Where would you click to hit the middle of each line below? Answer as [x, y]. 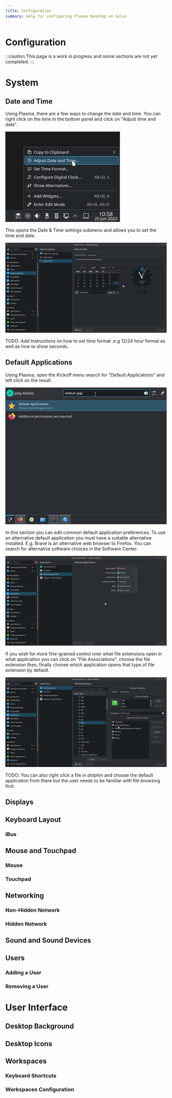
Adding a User [24, 972]
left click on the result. [29, 380]
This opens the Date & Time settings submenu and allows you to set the [81, 230]
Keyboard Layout [33, 820]
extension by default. [28, 670]
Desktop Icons [29, 1043]
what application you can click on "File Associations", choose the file [78, 659]
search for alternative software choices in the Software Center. [72, 549]
